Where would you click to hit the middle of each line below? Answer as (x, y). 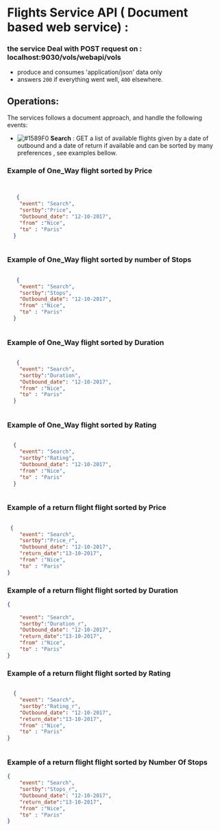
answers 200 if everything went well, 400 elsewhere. (90, 80)
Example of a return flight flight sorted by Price (87, 508)
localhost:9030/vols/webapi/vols (64, 58)
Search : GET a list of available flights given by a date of (130, 138)
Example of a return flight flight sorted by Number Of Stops (107, 762)
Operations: (33, 101)
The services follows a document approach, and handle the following (105, 118)
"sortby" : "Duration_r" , (53, 623)
